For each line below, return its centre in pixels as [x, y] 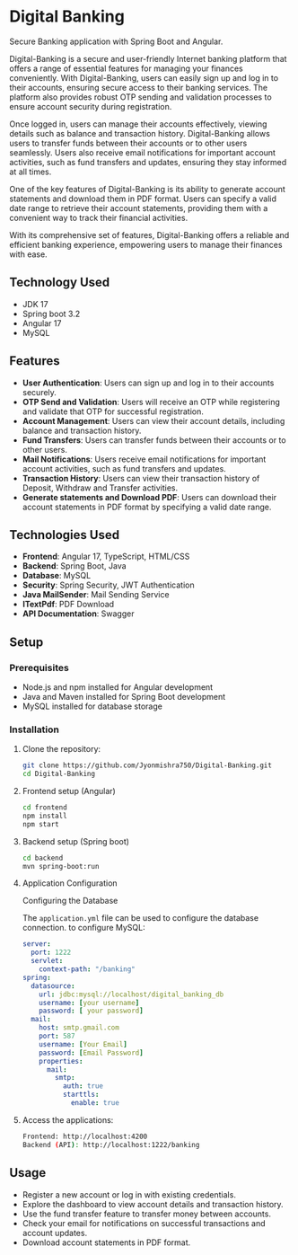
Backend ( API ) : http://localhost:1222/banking [111, 1145]
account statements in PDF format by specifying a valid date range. [147, 507]
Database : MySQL [57, 576]
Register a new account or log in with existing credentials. [129, 1194]
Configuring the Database [70, 901]
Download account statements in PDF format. [106, 1242]
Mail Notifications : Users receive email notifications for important [144, 459]
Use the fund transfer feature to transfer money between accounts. [147, 1214]
